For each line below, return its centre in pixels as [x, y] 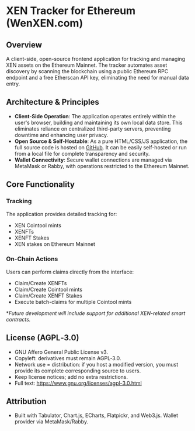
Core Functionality [40, 185]
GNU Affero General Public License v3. [61, 352]
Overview [24, 45]
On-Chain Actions [32, 259]
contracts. [18, 319]
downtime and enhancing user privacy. [61, 135]
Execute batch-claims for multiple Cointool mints [73, 302]
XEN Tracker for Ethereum [71, 11]
